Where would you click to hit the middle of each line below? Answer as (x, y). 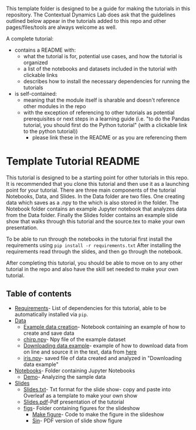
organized (36, 62)
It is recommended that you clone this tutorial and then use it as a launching (98, 184)
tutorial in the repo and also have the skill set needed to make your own (92, 269)
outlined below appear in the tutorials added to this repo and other (86, 21)
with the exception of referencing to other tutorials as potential (99, 112)
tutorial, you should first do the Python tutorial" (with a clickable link (105, 125)
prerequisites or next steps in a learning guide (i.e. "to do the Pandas (107, 119)
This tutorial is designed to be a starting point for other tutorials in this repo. (97, 177)
